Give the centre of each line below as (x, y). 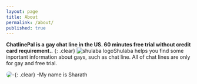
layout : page (22, 11)
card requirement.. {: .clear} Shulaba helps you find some (95, 51)
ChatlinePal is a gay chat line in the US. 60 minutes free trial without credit (98, 45)
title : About (22, 17)
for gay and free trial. (32, 63)
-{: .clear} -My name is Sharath (50, 75)
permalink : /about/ (30, 22)
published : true (26, 28)
